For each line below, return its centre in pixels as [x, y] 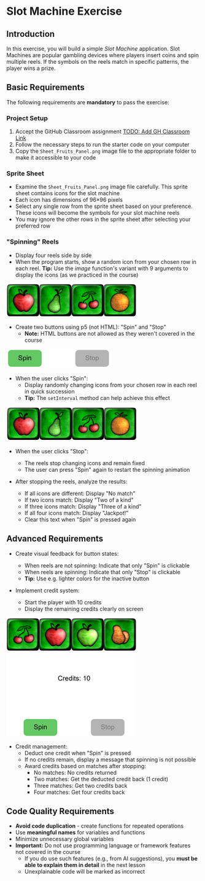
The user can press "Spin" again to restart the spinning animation [107, 469]
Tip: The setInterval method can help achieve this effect [97, 398]
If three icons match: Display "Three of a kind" [83, 506]
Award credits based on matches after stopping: [85, 766]
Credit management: [41, 746]
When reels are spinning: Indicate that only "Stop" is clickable [102, 572]
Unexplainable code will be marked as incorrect [85, 872]
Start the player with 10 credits [63, 602]
